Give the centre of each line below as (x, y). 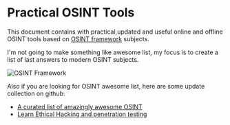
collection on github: (36, 93)
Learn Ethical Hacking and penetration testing (82, 114)
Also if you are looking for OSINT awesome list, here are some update (106, 86)
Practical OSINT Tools (71, 13)
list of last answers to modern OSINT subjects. (73, 59)
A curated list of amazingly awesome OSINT (80, 106)
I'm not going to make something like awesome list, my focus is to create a (113, 52)
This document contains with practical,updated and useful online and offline (115, 32)
